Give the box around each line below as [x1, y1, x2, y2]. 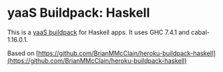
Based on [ [7, 49, 38, 57]
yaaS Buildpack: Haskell [7, 5, 150, 21]
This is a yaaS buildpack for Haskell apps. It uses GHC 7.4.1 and [7, 28, 190, 36]
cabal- [191, 28, 210, 36]
